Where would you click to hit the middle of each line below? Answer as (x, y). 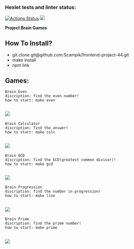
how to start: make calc (30, 132)
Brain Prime (17, 219)
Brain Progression (24, 187)
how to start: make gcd (29, 164)
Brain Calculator (23, 124)
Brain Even (16, 91)
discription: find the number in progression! (53, 192)
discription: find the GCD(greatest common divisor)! (61, 160)
